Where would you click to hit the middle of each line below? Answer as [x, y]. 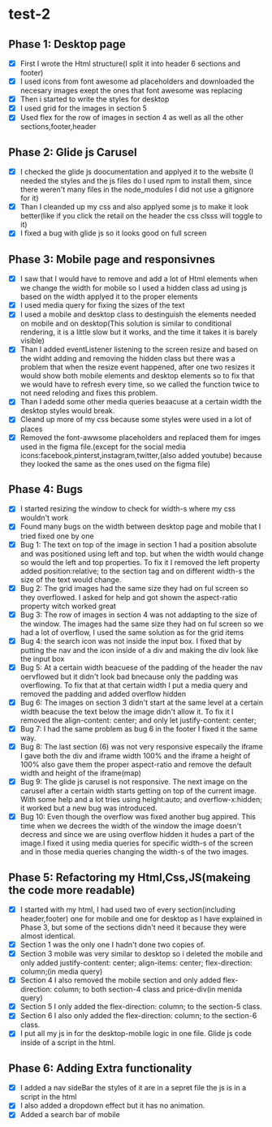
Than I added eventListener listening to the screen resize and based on [139, 349]
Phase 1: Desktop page [67, 44]
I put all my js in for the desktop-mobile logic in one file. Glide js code [136, 1034]
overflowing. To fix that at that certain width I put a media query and [134, 685]
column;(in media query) [61, 972]
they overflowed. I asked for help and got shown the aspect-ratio [129, 597]
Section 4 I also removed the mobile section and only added [121, 980]
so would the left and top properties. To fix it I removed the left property [140, 562]
